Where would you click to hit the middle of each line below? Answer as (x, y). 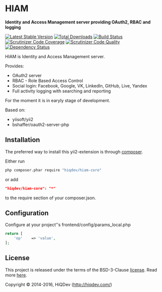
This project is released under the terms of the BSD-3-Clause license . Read (81, 270)
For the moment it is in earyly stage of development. (58, 100)
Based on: (15, 110)
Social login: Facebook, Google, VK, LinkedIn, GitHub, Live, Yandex (80, 85)
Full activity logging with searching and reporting (61, 91)
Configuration (27, 213)
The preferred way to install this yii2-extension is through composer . (74, 151)
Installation (23, 140)
